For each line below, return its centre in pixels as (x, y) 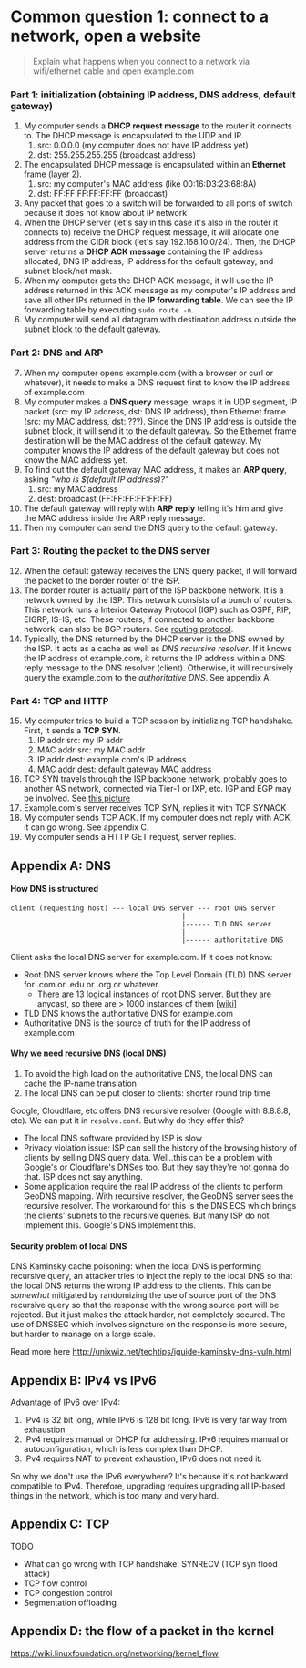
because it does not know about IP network (105, 213)
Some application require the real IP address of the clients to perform (153, 1186)
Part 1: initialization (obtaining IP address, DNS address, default (153, 95)
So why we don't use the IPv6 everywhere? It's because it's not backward (149, 1476)
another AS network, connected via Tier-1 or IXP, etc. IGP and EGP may (157, 789)
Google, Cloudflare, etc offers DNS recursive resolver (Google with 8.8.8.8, (150, 1110)
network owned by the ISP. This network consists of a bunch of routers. (158, 599)
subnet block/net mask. (68, 271)
